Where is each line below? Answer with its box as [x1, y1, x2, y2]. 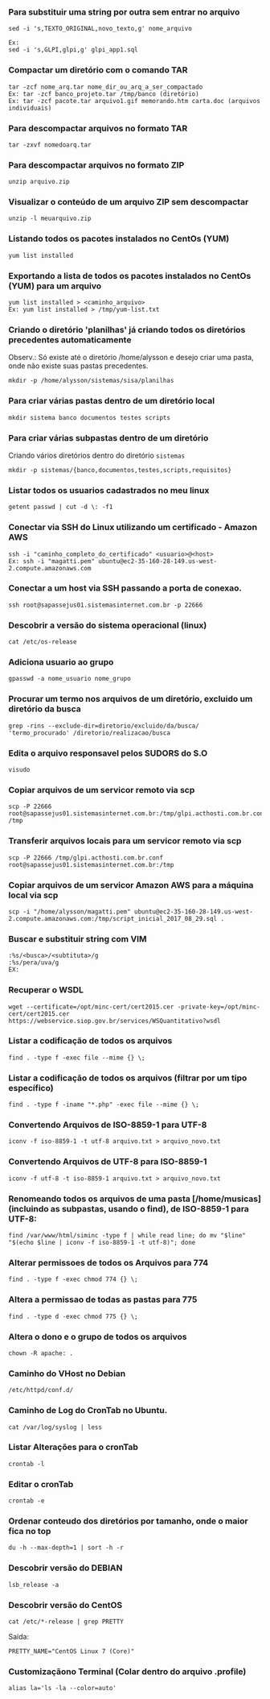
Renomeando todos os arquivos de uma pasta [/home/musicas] [8, 1193, 261, 1204]
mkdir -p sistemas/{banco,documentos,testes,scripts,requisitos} [8, 466, 231, 474]
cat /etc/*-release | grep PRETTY [8, 1618, 125, 1626]
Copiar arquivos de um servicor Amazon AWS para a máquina [8, 879, 254, 890]
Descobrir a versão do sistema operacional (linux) [8, 620, 207, 631]
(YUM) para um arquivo [8, 280, 102, 292]
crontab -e [8, 1497, 45, 1505]
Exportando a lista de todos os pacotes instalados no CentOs [8, 270, 252, 281]
